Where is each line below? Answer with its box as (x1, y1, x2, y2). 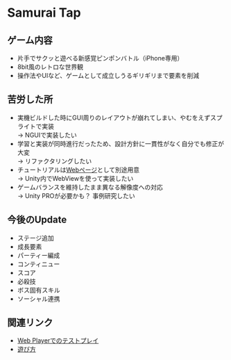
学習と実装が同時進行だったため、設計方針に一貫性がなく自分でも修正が (17, 139, 224, 147)
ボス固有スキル (17, 286, 60, 294)
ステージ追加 (17, 234, 54, 242)
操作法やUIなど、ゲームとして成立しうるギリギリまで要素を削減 (17, 72, 200, 79)
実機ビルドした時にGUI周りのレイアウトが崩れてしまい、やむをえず (17, 113, 210, 122)
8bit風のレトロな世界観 (17, 63, 84, 71)
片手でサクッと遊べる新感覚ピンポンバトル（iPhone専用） (17, 54, 184, 62)
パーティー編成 (17, 251, 60, 259)
